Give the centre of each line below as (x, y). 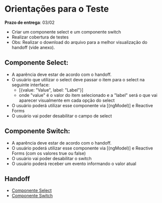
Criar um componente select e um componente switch (66, 32)
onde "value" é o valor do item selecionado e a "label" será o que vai (88, 95)
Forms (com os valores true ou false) (49, 153)
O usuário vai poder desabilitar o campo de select (62, 116)
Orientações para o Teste (57, 9)
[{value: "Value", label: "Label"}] (51, 90)
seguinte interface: (30, 85)
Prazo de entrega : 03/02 (30, 22)
